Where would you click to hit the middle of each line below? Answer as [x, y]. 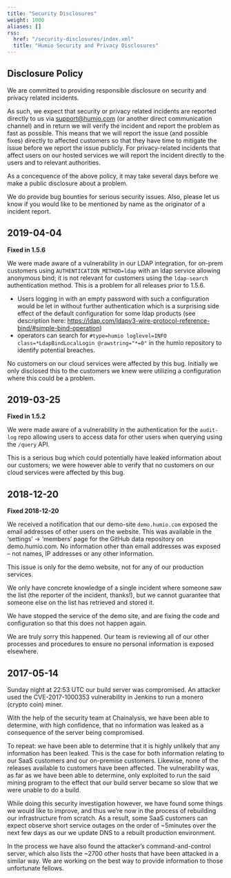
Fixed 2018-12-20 [33, 511]
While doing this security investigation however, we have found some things [115, 803]
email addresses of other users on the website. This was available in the [110, 532]
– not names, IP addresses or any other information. [81, 554]
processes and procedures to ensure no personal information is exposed [110, 644]
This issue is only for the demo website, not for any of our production [106, 567]
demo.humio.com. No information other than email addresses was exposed [114, 546]
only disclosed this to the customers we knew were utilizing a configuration [114, 371]
